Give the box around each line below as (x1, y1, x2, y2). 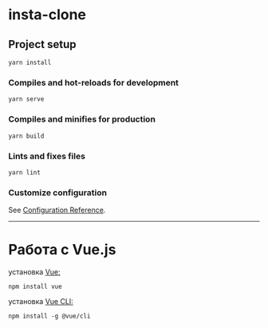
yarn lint (8, 168, 41, 177)
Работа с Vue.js (8, 241, 116, 259)
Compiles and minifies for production (8, 114, 156, 125)
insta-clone (8, 6, 86, 24)
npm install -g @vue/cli (8, 312, 91, 321)
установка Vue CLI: (8, 297, 73, 306)
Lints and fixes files (8, 150, 86, 162)
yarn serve (8, 95, 45, 103)
